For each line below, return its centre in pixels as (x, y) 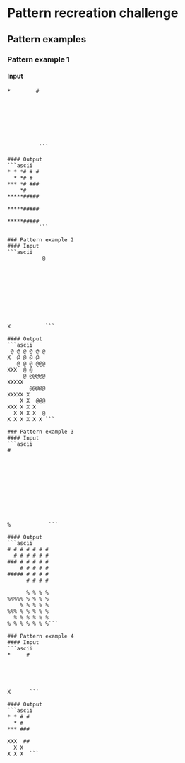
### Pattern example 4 (41, 636)
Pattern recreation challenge (93, 13)
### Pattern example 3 (41, 432)
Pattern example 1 (38, 59)
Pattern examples (47, 39)
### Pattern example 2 (41, 240)
